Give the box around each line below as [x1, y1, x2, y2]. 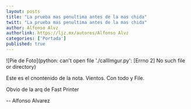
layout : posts [6, 8, 41, 15]
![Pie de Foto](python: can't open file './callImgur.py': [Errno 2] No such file [6, 57, 185, 64]
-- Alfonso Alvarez [6, 97, 51, 104]
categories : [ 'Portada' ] [6, 36, 66, 41]
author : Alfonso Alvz [6, 24, 59, 31]
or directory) [6, 63, 37, 70]
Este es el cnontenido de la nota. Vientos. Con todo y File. [6, 74, 144, 82]
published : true [6, 41, 45, 47]
